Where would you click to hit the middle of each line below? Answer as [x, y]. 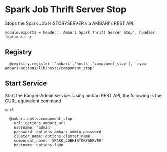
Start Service [26, 84]
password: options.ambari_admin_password [58, 132]
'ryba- [142, 64]
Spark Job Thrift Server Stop [66, 9]
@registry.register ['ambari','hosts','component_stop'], [71, 64]
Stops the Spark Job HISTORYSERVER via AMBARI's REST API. [70, 23]
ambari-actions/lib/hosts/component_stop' [50, 68]
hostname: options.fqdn [39, 145]
